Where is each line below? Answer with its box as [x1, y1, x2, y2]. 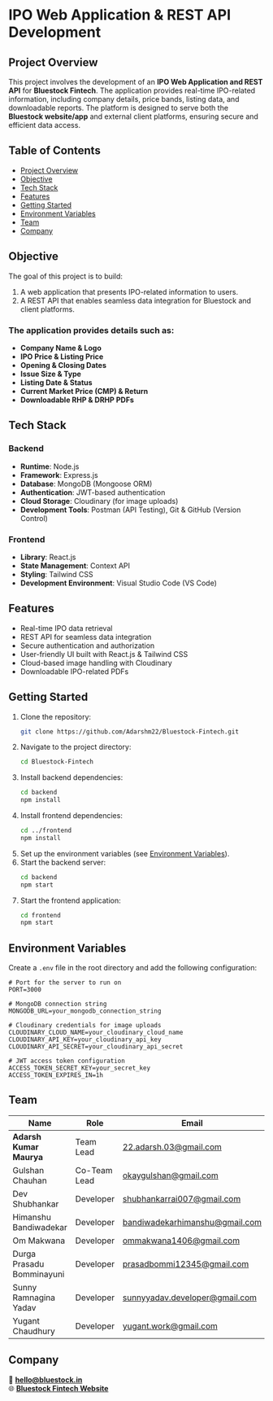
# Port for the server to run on [8, 979, 122, 987]
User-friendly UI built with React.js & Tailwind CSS [19, 649, 188, 659]
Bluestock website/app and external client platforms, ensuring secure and [8, 112, 258, 121]
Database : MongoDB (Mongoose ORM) [19, 479, 153, 488]
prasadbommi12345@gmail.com [122, 1258, 249, 1269]
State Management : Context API [19, 560, 131, 571]
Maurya [12, 1151, 43, 1162]
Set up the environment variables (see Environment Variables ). [19, 848, 230, 858]
